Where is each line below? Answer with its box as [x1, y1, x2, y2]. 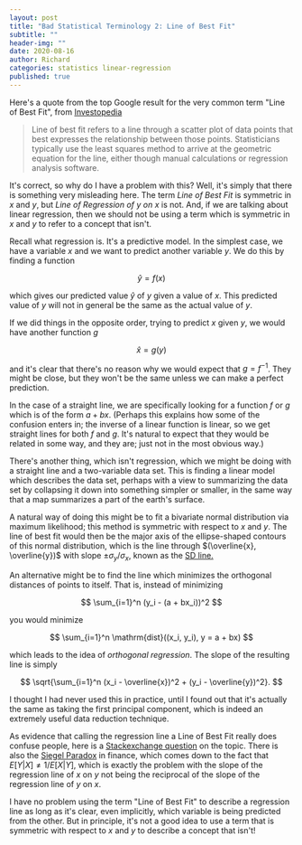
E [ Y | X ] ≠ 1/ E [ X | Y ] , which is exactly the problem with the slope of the [9, 760, 263, 771]
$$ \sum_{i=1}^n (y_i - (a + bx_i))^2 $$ [80, 597, 223, 608]
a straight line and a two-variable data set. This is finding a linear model [9, 465, 275, 476]
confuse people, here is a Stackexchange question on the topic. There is [9, 740, 279, 751]
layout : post [9, 13, 59, 23]
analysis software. [31, 162, 100, 173]
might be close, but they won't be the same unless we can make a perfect [9, 372, 284, 384]
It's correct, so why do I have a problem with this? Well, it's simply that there [9, 180, 293, 191]
